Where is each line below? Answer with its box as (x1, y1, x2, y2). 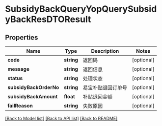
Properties (5, 33, 38, 42)
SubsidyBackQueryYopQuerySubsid (5, 3, 157, 15)
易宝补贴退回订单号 (82, 84, 128, 91)
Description (91, 48, 119, 54)
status (7, 75, 23, 82)
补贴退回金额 (82, 94, 113, 100)
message (7, 66, 29, 72)
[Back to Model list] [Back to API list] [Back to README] (5, 116, 118, 121)
